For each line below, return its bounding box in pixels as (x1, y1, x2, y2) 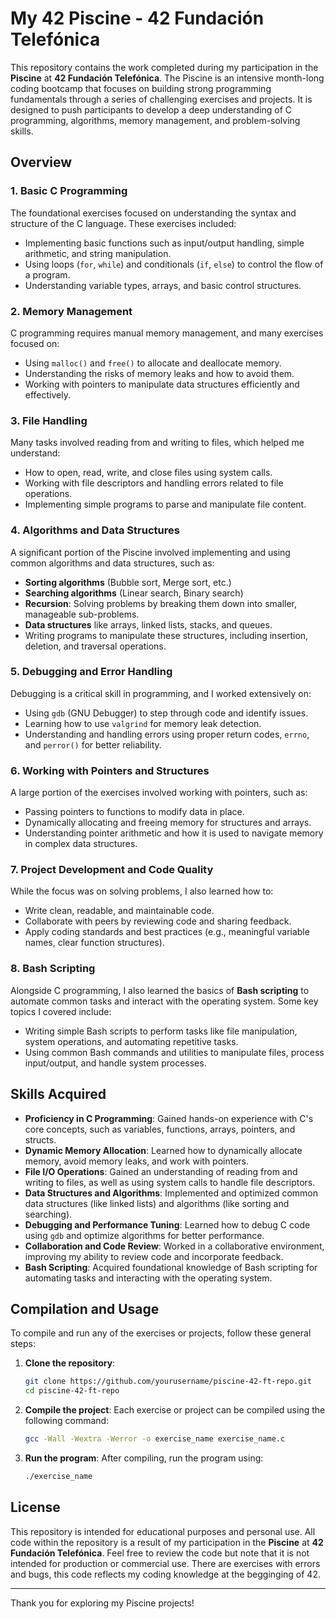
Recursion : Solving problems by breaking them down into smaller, (24, 597, 298, 609)
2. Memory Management (10, 304, 133, 318)
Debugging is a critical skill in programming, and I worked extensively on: (10, 687, 312, 699)
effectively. (24, 388, 71, 401)
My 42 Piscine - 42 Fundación (10, 7, 265, 30)
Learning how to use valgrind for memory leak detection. (24, 717, 262, 729)
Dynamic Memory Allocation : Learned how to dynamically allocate (24, 1144, 303, 1156)
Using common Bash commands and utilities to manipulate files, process (24, 1046, 325, 1058)
